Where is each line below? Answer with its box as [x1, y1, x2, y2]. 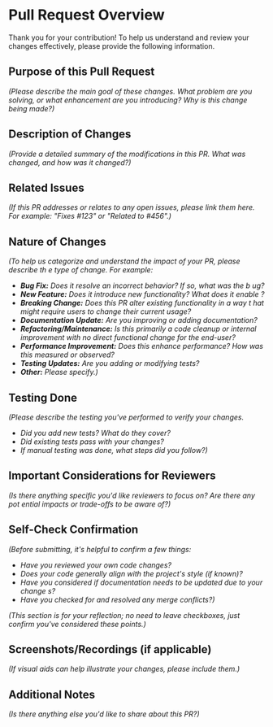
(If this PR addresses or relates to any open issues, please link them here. [8, 202, 255, 212]
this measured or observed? [19, 350, 115, 359]
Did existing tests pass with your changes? [19, 437, 164, 446]
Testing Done [8, 390, 77, 404]
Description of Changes [8, 128, 132, 141]
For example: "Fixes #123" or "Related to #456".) [8, 211, 172, 221]
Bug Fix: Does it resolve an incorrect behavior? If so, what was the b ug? [19, 281, 265, 290]
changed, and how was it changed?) [8, 157, 132, 168]
